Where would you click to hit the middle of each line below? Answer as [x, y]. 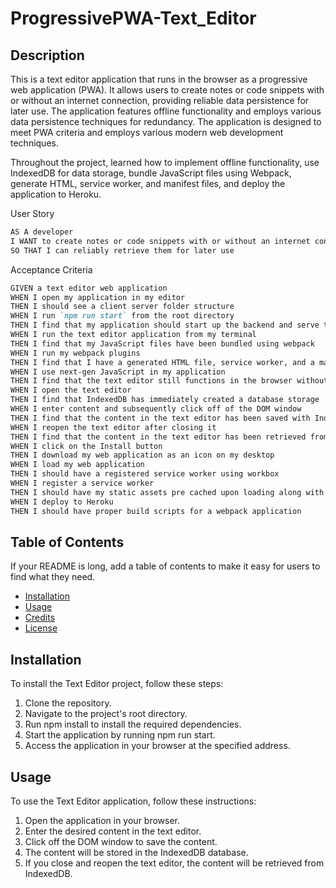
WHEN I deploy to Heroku [62, 502]
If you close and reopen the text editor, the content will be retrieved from [174, 863]
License [41, 628]
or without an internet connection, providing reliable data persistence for [160, 100]
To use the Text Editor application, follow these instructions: [133, 801]
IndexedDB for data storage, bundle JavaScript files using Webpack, [151, 173]
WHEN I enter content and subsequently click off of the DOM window [156, 409]
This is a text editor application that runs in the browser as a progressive [159, 79]
